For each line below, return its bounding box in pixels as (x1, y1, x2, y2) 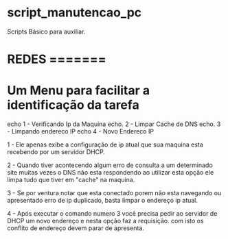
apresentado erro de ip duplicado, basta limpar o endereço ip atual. (7, 197, 198, 205)
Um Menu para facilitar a (7, 83, 150, 99)
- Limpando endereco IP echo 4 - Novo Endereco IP (7, 127, 155, 136)
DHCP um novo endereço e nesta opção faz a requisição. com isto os (7, 217, 204, 225)
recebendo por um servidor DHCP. (7, 148, 105, 156)
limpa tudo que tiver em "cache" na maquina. (7, 176, 135, 184)
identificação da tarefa (7, 97, 139, 113)
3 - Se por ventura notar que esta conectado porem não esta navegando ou (7, 189, 222, 197)
